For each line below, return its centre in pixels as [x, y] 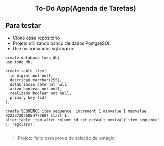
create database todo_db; [32, 58]
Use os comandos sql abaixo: [43, 49]
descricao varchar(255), [36, 80]
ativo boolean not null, [36, 89]
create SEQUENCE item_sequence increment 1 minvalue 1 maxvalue [76, 111]
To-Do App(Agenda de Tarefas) [85, 8]
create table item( [26, 71]
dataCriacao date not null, [40, 85]
